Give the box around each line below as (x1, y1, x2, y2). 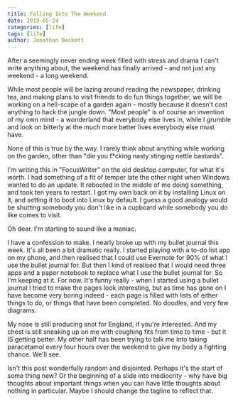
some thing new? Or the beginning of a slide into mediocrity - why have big (7, 371, 227, 380)
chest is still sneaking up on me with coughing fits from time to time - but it (7, 327, 227, 336)
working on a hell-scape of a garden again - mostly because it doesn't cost (7, 100, 228, 109)
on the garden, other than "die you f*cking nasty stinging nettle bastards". (7, 152, 224, 161)
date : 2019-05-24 (7, 17, 59, 24)
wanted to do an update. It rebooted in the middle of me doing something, (7, 180, 224, 189)
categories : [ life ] (7, 23, 65, 31)
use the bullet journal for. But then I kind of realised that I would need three (7, 261, 226, 270)
